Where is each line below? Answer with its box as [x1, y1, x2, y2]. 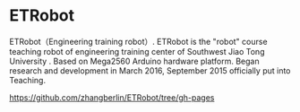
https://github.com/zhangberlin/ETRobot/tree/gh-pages [9, 91, 215, 103]
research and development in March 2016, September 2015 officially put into [9, 65, 291, 76]
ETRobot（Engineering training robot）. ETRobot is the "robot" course [9, 36, 268, 47]
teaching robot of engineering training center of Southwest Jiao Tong [9, 46, 265, 56]
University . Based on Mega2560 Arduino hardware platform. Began [9, 56, 260, 66]
